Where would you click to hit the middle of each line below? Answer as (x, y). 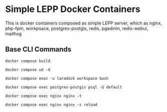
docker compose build (28, 61)
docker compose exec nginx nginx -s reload (51, 104)
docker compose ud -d (28, 69)
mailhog (14, 33)
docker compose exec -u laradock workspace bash (57, 78)
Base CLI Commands (38, 49)
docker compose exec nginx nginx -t (43, 96)
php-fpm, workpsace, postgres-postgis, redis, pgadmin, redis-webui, (77, 28)
